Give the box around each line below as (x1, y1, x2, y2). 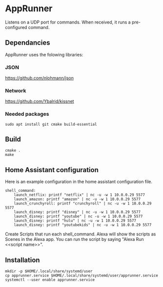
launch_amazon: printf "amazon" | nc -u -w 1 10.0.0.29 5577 (14, 197, 141, 202)
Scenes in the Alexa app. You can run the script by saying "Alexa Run (5, 236, 144, 242)
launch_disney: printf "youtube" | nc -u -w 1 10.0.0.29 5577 (14, 214, 143, 219)
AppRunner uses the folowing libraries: (5, 52, 83, 57)
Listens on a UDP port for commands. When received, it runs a (5, 19, 131, 25)
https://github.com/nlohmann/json (5, 75, 74, 81)
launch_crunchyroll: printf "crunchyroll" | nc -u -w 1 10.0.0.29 (14, 201, 152, 206)
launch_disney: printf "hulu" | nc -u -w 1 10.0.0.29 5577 (14, 218, 137, 223)
